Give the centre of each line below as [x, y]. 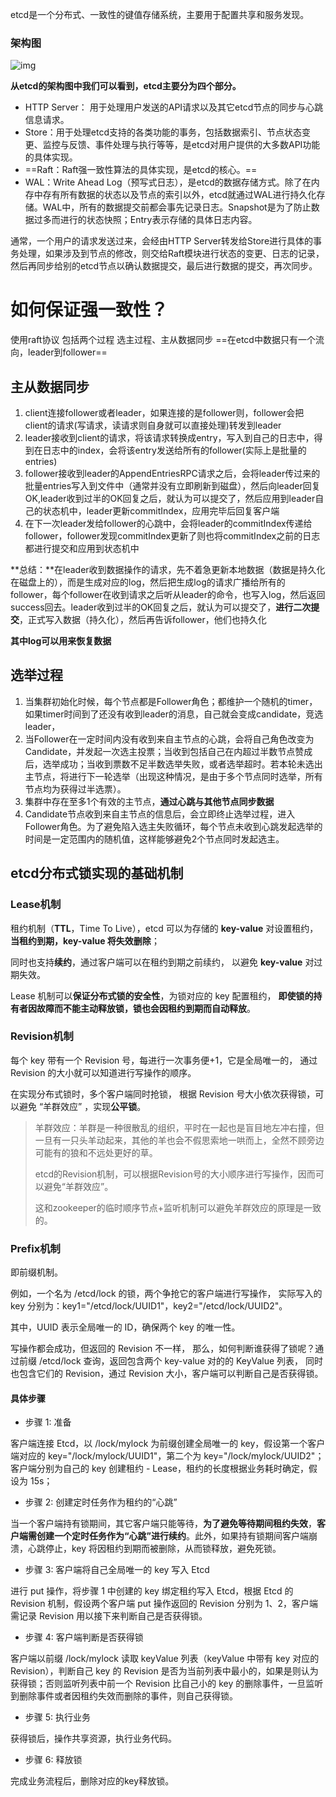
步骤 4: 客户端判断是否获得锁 [84, 1637]
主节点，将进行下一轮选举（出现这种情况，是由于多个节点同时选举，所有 [173, 776]
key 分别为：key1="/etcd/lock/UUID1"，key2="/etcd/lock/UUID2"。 [149, 1306]
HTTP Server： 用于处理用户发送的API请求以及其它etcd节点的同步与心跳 [174, 107]
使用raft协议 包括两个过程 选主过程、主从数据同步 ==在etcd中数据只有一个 [163, 340]
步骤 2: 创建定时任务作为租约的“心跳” [101, 1502]
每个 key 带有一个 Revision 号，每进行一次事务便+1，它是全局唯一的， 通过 [164, 1060]
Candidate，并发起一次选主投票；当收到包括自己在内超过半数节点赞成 [168, 751]
